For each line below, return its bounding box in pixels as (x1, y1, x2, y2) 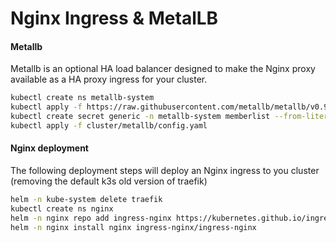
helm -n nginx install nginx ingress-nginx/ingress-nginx (10, 222, 257, 232)
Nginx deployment (10, 142, 89, 154)
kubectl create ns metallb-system (10, 93, 155, 103)
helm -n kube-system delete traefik (10, 195, 163, 205)
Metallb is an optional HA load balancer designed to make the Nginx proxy (10, 63, 316, 75)
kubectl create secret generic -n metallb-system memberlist (10, 112, 271, 122)
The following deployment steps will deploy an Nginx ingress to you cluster (10, 165, 320, 177)
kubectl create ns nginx (10, 203, 114, 214)
